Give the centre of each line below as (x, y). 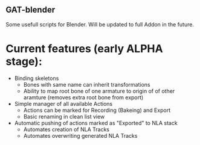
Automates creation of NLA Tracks (66, 129)
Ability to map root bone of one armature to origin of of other (99, 91)
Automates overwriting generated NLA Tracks (80, 135)
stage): (24, 61)
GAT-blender (31, 10)
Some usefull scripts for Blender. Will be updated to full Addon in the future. (100, 24)
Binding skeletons (37, 78)
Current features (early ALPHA (85, 49)
